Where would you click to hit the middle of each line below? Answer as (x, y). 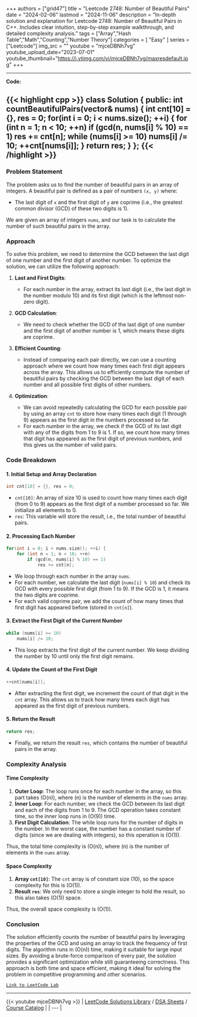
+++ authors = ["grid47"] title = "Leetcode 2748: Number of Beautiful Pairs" (98, 9)
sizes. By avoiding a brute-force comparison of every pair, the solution (91, 956)
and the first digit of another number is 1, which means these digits (104, 331)
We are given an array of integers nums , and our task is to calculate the (91, 220)
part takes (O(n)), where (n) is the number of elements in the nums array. (101, 797)
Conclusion (23, 924)
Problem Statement (34, 171)
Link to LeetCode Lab (33, 985)
